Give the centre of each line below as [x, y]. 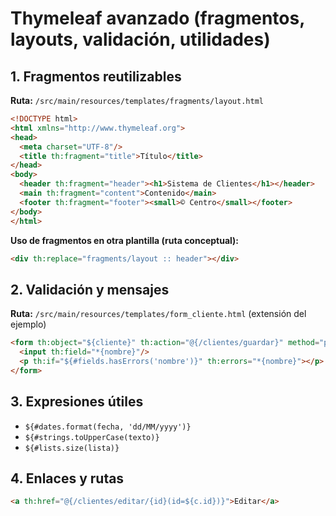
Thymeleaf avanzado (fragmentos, [157, 18]
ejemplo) [28, 324]
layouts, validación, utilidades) [140, 39]
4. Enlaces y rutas [67, 478]
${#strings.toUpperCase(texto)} [92, 437]
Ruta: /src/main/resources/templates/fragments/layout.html [137, 100]
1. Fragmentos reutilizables [96, 76]
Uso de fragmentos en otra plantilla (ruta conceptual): [125, 240]
